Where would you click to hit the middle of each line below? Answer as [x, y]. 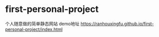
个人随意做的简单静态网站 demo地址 [42, 23]
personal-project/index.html [34, 29]
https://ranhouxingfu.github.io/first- [117, 23]
